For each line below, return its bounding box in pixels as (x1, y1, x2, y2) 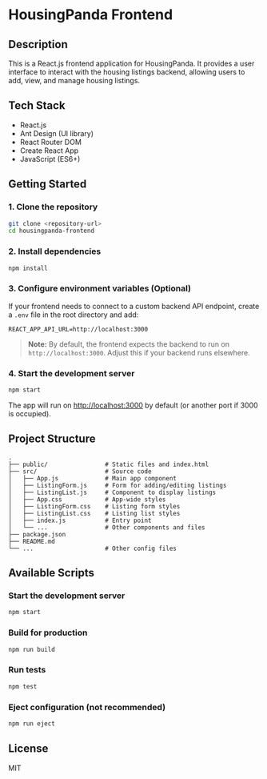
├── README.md (8, 537, 56, 545)
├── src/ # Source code (8, 467, 152, 476)
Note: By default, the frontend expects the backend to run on (27, 339, 230, 349)
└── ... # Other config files (8, 544, 177, 552)
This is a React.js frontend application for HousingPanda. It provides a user (8, 58, 255, 68)
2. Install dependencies (8, 246, 102, 257)
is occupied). (8, 408, 52, 418)
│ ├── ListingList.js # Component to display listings (8, 488, 217, 496)
